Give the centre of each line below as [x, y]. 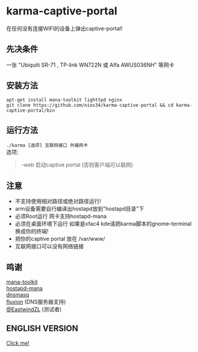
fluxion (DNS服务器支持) [36, 302]
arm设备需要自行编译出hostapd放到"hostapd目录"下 [79, 209]
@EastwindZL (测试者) [34, 309]
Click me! [18, 343]
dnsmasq [18, 295]
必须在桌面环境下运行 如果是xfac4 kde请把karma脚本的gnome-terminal [103, 224]
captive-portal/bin [31, 110]
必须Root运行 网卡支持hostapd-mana [61, 216]
